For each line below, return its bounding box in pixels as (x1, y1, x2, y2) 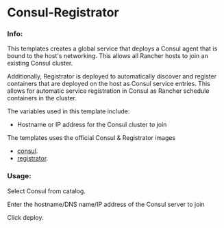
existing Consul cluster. (7, 59, 73, 68)
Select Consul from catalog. (7, 186, 86, 195)
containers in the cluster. (7, 94, 77, 102)
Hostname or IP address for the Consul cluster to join (16, 121, 167, 129)
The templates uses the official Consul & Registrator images (7, 134, 176, 142)
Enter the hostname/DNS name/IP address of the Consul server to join (7, 200, 206, 208)
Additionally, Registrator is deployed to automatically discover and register (7, 72, 217, 81)
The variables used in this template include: (7, 107, 130, 115)
